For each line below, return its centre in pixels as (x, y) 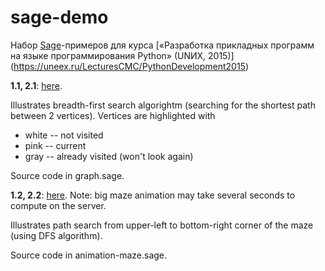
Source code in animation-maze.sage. (89, 255)
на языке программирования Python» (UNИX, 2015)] (122, 55)
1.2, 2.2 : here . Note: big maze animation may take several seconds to (153, 195)
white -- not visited (64, 135)
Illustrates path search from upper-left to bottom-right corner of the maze (162, 225)
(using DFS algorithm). (56, 235)
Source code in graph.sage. (67, 175)
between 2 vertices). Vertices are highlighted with (113, 115)
